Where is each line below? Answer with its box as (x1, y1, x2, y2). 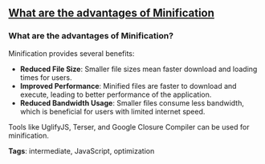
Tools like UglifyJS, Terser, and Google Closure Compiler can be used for (8, 122, 250, 131)
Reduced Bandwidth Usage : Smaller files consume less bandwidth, (19, 98, 245, 107)
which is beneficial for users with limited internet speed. (19, 106, 206, 116)
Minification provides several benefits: (8, 48, 135, 58)
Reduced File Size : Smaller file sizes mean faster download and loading (19, 64, 258, 74)
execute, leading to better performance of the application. (19, 90, 212, 99)
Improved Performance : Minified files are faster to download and (19, 81, 237, 90)
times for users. (19, 72, 72, 82)
